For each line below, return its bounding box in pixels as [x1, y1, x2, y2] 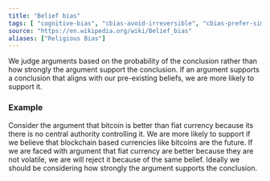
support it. [8, 82, 43, 92]
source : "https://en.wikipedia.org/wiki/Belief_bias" [8, 27, 193, 35]
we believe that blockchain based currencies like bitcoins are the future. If [8, 138, 253, 147]
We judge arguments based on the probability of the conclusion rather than [8, 56, 258, 66]
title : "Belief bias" [8, 11, 81, 20]
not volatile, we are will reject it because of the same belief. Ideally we [8, 154, 240, 164]
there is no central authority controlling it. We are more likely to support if [8, 129, 251, 138]
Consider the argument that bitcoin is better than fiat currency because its [8, 120, 254, 130]
